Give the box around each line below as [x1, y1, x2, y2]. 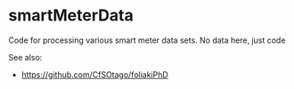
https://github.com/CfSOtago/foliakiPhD [20, 69, 168, 80]
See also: [8, 52, 43, 62]
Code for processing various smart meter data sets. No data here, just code [8, 35, 286, 45]
